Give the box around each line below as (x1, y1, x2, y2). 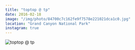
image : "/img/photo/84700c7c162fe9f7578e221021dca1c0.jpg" (5, 16, 131, 21)
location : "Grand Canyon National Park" (5, 21, 91, 26)
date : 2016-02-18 (5, 12, 41, 17)
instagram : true (5, 26, 39, 31)
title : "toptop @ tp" (5, 7, 50, 12)
